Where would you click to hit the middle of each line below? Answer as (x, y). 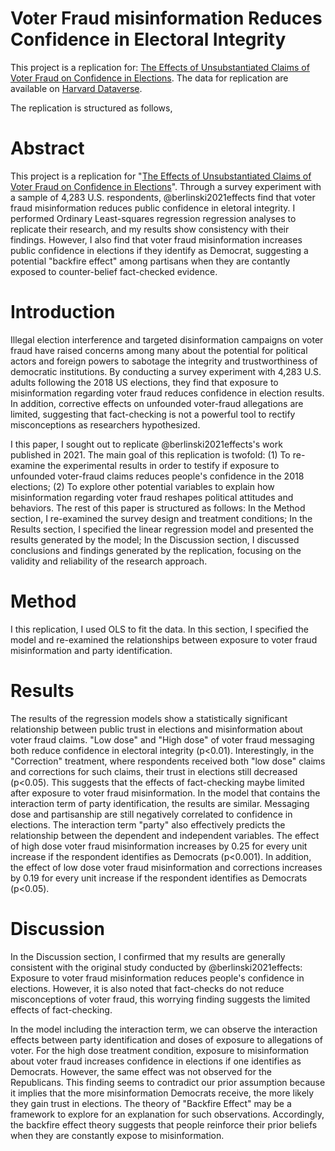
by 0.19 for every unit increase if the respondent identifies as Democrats (159, 878)
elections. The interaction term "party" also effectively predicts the (148, 824)
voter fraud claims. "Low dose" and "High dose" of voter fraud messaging (162, 739)
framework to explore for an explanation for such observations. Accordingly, (167, 1114)
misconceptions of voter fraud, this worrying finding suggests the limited (160, 999)
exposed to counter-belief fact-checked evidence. (114, 271)
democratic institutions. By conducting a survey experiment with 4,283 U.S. (166, 371)
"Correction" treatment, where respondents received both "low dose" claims (168, 761)
